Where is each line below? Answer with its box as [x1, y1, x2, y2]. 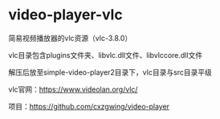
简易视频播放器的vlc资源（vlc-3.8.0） [8, 33, 132, 43]
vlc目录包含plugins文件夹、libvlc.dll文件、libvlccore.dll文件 [8, 50, 203, 59]
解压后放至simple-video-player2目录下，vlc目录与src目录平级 [8, 67, 213, 77]
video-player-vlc [8, 6, 123, 24]
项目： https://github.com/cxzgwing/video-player [8, 101, 170, 111]
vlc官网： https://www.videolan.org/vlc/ [8, 84, 138, 94]
